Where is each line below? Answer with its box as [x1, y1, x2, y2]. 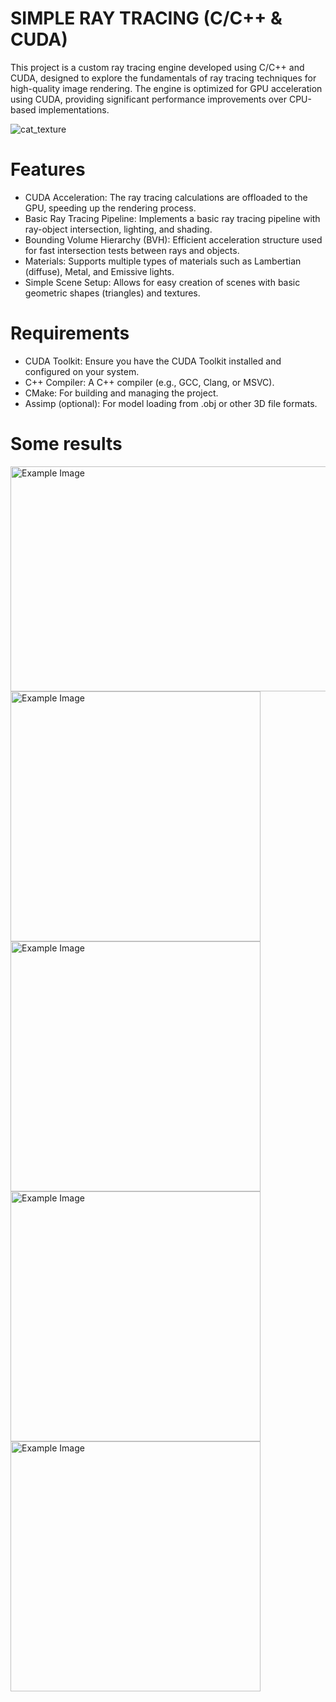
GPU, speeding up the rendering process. [24, 202, 197, 214]
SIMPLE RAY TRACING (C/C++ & [10, 7, 283, 30]
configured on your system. [24, 365, 140, 377]
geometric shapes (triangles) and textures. [24, 287, 201, 299]
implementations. [38, 103, 110, 116]
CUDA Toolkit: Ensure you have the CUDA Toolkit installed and [24, 355, 282, 367]
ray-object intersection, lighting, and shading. [24, 223, 213, 235]
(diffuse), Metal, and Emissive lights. [24, 265, 175, 277]
